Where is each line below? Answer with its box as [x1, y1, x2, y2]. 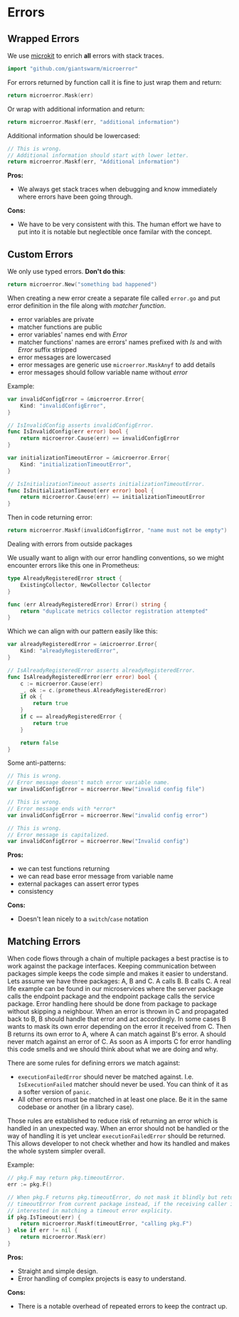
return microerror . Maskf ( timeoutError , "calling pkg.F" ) [20, 1220, 193, 1227]
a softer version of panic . [17, 1088, 91, 1096]
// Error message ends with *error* [7, 805, 116, 812]
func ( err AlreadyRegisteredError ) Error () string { [7, 601, 167, 608]
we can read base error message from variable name [17, 872, 174, 881]
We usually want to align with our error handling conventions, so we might [7, 554, 224, 562]
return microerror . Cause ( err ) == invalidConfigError [20, 435, 180, 442]
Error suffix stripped [17, 345, 77, 354]
